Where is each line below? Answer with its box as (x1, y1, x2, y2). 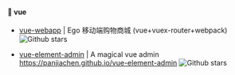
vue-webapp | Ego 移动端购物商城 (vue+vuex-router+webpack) (18, 25, 228, 36)
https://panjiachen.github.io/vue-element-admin (18, 58, 178, 68)
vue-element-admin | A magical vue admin (18, 50, 160, 59)
